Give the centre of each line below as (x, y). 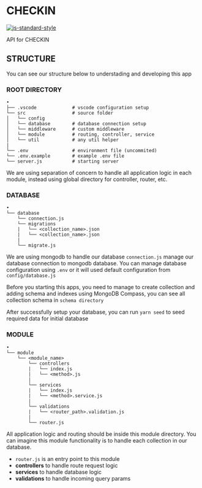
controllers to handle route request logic (66, 465)
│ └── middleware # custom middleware (65, 130)
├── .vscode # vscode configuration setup (78, 108)
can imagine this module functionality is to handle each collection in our (97, 440)
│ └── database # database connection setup (77, 124)
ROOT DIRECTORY (34, 90)
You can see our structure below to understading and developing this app (99, 74)
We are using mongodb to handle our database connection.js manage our (100, 257)
